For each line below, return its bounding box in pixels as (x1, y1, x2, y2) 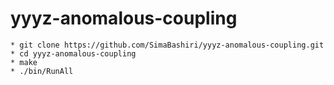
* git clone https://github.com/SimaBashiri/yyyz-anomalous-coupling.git (10, 40, 325, 50)
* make (10, 57, 38, 67)
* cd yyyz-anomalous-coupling (10, 48, 137, 59)
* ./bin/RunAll (10, 66, 74, 76)
